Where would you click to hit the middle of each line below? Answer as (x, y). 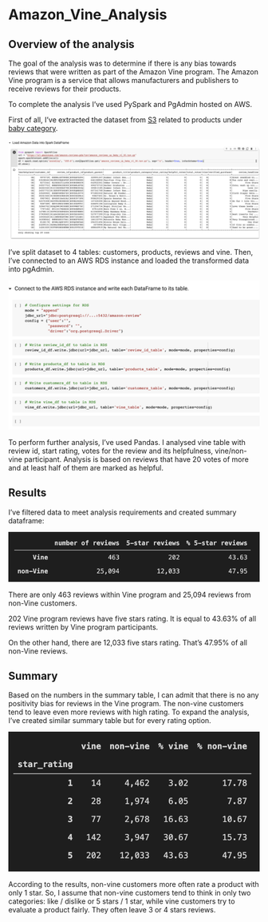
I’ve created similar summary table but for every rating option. (110, 721)
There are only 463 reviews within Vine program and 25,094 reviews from (130, 594)
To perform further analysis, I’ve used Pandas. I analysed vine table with (127, 443)
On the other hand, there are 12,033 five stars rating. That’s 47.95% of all (128, 642)
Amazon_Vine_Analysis (88, 15)
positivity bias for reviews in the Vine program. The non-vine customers (126, 704)
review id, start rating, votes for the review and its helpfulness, (111, 451)
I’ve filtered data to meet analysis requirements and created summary (122, 512)
